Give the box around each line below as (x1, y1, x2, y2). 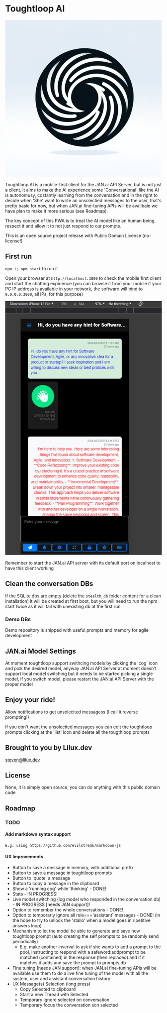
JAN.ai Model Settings (5, 647, 76, 655)
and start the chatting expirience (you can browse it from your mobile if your (5, 280, 162, 286)
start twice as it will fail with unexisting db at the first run (5, 603, 121, 609)
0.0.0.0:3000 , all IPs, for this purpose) (5, 291, 83, 297)
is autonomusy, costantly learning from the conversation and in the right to (5, 192, 158, 198)
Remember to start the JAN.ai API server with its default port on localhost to (5, 560, 161, 566)
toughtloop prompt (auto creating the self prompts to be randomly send (12, 933, 159, 939)
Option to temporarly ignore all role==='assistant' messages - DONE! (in (12, 912, 161, 918)
